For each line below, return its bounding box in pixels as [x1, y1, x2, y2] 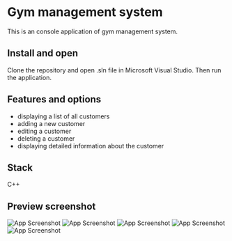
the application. [7, 73, 52, 81]
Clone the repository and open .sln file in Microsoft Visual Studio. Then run [7, 65, 222, 74]
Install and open [7, 47, 79, 59]
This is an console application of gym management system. [7, 27, 178, 36]
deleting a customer [17, 134, 75, 143]
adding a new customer [17, 119, 86, 127]
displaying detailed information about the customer [17, 141, 164, 150]
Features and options [7, 93, 102, 105]
